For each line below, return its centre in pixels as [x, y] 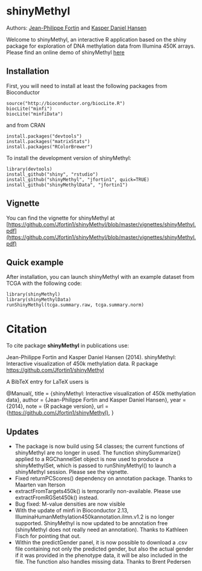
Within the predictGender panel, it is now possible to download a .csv [101, 543]
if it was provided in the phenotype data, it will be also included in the [101, 555]
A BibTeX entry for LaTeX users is [48, 382]
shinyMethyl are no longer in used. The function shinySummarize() [98, 453]
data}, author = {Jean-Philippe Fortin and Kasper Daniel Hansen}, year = [96, 400]
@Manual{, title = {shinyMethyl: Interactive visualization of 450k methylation [101, 394]
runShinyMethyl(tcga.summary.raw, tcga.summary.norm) [75, 305]
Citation [27, 329]
